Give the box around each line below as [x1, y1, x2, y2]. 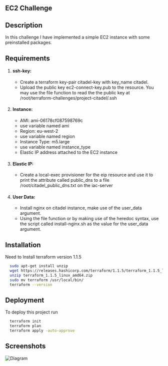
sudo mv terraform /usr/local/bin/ [9, 277, 84, 283]
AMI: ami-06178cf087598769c [19, 117, 83, 123]
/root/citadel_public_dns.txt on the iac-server [19, 182, 113, 189]
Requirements [5, 54, 50, 62]
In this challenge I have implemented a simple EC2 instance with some [5, 34, 150, 40]
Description [5, 21, 42, 29]
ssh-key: [12, 68, 31, 74]
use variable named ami [19, 123, 69, 129]
